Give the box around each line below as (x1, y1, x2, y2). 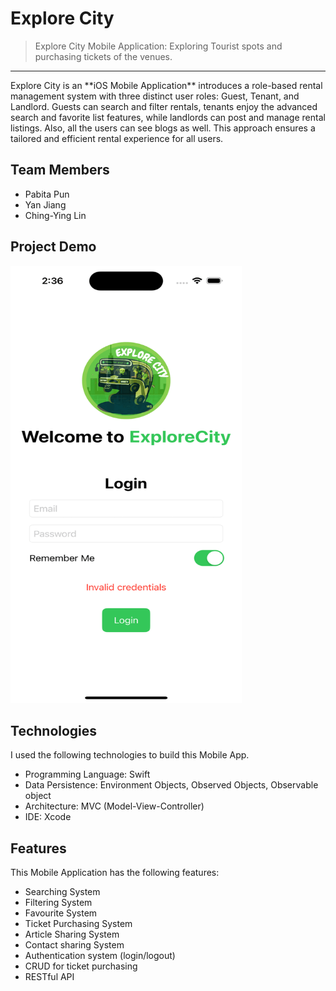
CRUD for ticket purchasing (24, 960, 138, 972)
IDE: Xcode (24, 811, 72, 823)
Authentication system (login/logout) (24, 950, 176, 962)
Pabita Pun (24, 188, 70, 200)
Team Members (10, 162, 110, 179)
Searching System (24, 886, 101, 898)
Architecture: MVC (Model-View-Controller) (24, 800, 205, 812)
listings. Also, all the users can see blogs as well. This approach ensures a (10, 122, 316, 134)
